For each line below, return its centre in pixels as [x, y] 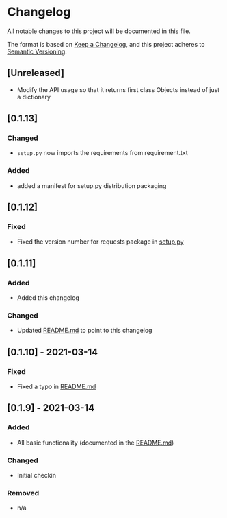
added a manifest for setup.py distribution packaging [92, 185]
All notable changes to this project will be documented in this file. [99, 31]
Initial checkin [37, 475]
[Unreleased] [36, 73]
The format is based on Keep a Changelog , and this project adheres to [106, 44]
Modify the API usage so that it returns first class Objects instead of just [118, 89]
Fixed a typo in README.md [56, 387]
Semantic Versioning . [37, 51]
